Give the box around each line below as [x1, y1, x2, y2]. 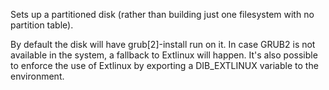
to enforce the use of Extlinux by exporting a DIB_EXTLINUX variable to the [10, 60, 319, 71]
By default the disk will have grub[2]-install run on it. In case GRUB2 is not [10, 39, 316, 50]
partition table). [10, 19, 74, 31]
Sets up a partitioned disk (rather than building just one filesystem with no [10, 9, 315, 20]
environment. [10, 70, 65, 82]
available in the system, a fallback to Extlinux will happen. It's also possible [10, 49, 318, 61]
